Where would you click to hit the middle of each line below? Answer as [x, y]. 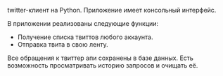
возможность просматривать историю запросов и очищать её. [103, 65]
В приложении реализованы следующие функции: [83, 23]
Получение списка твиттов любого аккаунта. [85, 37]
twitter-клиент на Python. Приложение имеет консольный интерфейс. [112, 10]
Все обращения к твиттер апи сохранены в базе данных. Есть [100, 58]
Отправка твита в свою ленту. [63, 44]
